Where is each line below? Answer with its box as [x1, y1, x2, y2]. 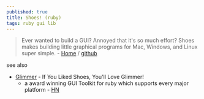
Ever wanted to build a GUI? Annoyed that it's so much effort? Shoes [21, 37, 195, 44]
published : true [6, 9, 48, 15]
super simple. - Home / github [21, 50, 97, 57]
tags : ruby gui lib [6, 20, 56, 26]
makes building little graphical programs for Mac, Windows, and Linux [21, 43, 198, 50]
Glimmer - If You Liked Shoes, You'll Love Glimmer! [15, 73, 144, 81]
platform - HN [24, 86, 59, 94]
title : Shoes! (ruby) [6, 15, 62, 21]
